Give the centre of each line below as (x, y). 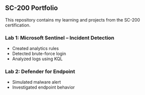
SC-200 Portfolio (31, 8)
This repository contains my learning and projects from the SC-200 (72, 20)
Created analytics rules (35, 48)
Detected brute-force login (39, 54)
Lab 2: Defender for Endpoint (40, 71)
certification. (18, 25)
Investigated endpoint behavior (43, 87)
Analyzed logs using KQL (37, 59)
